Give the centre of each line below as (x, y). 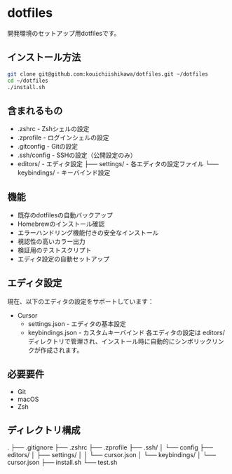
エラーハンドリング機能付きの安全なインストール (88, 232)
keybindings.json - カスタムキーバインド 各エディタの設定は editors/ (127, 332)
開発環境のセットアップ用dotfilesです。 (64, 33)
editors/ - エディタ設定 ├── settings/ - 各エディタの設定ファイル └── (118, 164)
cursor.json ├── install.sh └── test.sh (62, 462)
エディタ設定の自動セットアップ (63, 259)
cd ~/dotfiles (28, 81)
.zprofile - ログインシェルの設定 (63, 137)
